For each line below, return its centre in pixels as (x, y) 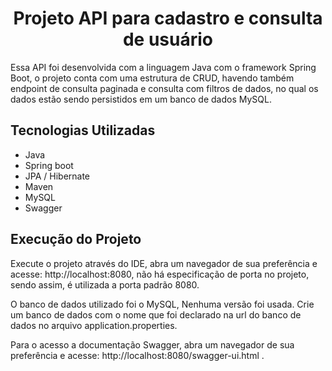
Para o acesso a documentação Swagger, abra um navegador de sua (152, 344)
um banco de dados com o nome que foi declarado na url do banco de (156, 314)
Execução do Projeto (76, 239)
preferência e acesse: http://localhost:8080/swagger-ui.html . (137, 355)
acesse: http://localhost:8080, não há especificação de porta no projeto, (160, 274)
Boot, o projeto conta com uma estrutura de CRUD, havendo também (152, 78)
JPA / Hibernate (57, 176)
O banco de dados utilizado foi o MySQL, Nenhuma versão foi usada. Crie (162, 304)
